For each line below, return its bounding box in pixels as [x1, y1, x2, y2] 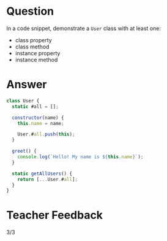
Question [6, 4, 54, 18]
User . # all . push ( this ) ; [17, 131, 75, 137]
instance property [15, 49, 61, 56]
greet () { [12, 148, 37, 155]
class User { [6, 98, 40, 104]
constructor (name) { [12, 115, 64, 121]
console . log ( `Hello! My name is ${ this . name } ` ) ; [17, 154, 144, 160]
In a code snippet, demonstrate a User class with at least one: [6, 25, 161, 32]
